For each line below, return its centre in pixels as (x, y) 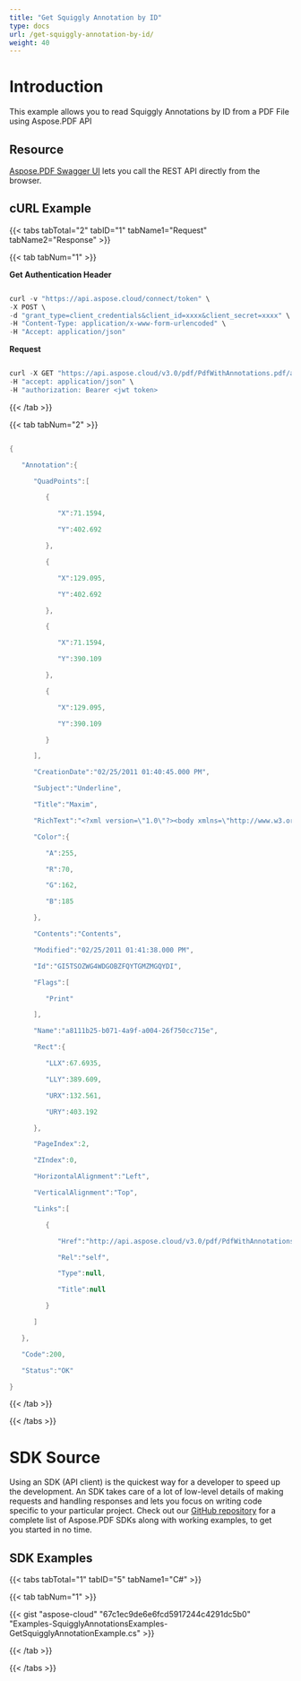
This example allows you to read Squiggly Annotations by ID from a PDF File (149, 112)
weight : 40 (30, 43)
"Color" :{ (51, 837)
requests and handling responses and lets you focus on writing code (136, 1501)
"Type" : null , (81, 1273)
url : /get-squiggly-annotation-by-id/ (82, 34)
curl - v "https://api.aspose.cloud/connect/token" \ (110, 298)
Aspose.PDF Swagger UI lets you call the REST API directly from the (135, 171)
